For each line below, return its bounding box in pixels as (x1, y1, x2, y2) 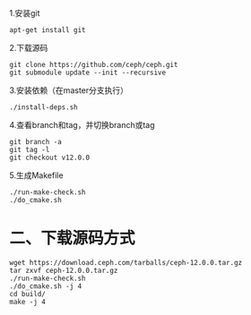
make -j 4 (9, 297, 47, 306)
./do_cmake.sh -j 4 (9, 281, 82, 291)
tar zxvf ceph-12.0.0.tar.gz (9, 266, 118, 275)
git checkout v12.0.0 (9, 153, 91, 162)
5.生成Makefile (9, 170, 65, 181)
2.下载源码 (9, 43, 48, 53)
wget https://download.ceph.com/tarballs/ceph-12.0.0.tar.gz (9, 258, 243, 267)
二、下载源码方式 (9, 228, 136, 249)
